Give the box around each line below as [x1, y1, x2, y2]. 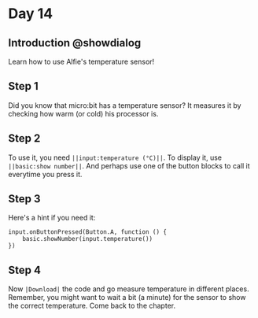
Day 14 [8, 5, 53, 23]
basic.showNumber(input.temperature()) [22, 235, 153, 243]
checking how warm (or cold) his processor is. [8, 109, 159, 118]
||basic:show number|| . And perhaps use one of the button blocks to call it [8, 161, 250, 170]
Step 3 [8, 192, 41, 205]
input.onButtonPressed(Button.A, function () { [8, 228, 168, 236]
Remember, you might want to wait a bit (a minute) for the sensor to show [8, 293, 246, 302]
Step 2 [8, 131, 41, 146]
